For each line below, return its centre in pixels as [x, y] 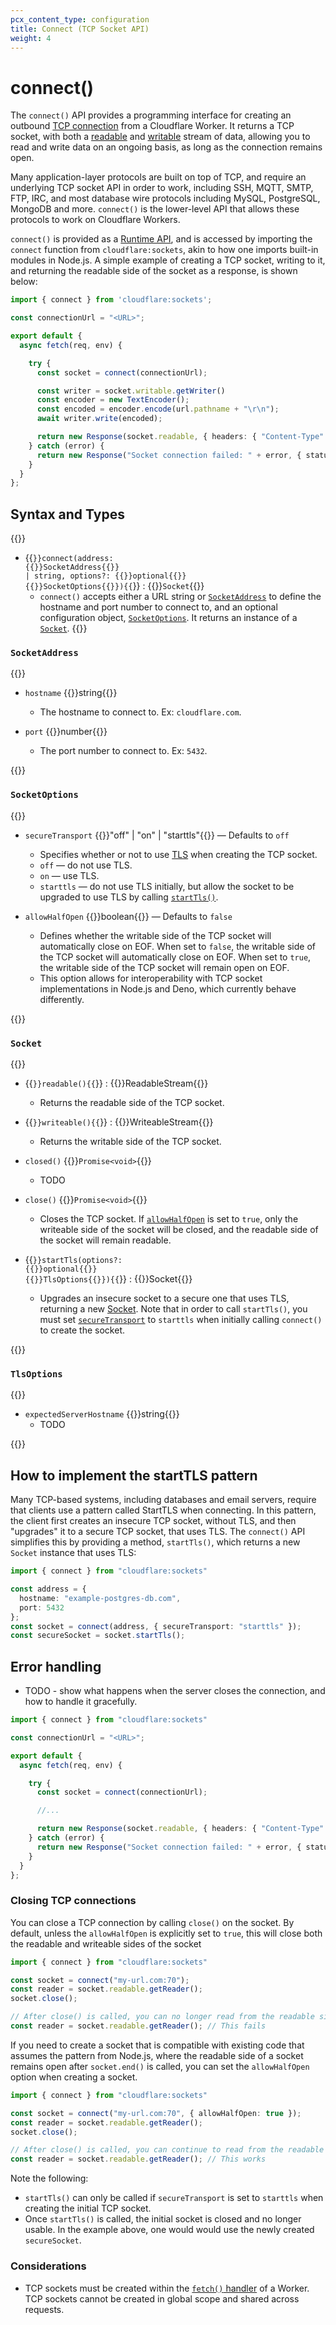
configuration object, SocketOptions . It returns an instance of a [168, 618]
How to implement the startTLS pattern [134, 1475]
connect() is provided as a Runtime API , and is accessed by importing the [161, 239]
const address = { [48, 1589]
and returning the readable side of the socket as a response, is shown [154, 271]
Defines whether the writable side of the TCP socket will [155, 935]
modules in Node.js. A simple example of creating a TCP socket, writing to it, [168, 260]
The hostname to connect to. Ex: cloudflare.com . [140, 712]
